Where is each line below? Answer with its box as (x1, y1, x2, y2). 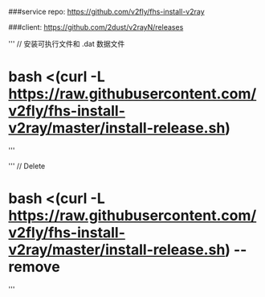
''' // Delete (8, 161, 46, 171)
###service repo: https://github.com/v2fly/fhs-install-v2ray (8, 7, 205, 16)
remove (8, 258, 60, 276)
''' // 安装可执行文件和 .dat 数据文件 (8, 39, 125, 48)
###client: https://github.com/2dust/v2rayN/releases (8, 23, 184, 31)
